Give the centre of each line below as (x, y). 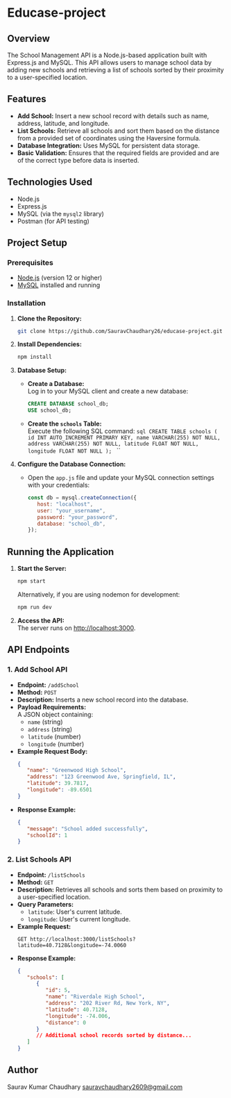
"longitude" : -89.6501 (59, 790)
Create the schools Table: (65, 424)
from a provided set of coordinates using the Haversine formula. (109, 138)
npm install (34, 357)
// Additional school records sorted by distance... (114, 1035)
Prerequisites (30, 262)
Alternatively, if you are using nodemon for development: (99, 595)
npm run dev (34, 607)
